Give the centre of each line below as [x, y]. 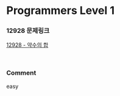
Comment [21, 73]
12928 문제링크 [28, 31]
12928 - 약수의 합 [27, 45]
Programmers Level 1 [60, 11]
